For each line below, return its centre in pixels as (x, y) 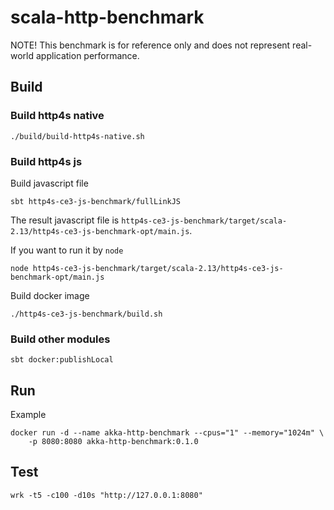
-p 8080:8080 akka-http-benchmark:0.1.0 (113, 442)
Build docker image (50, 295)
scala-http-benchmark (107, 17)
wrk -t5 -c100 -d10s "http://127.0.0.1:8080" (106, 495)
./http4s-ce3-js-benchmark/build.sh (86, 314)
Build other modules (60, 339)
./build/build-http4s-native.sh (77, 136)
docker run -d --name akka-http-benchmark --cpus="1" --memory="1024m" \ (167, 433)
